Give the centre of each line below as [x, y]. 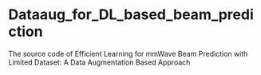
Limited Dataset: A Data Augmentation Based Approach [99, 62]
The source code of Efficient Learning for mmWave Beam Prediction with [128, 53]
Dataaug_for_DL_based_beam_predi [131, 15]
